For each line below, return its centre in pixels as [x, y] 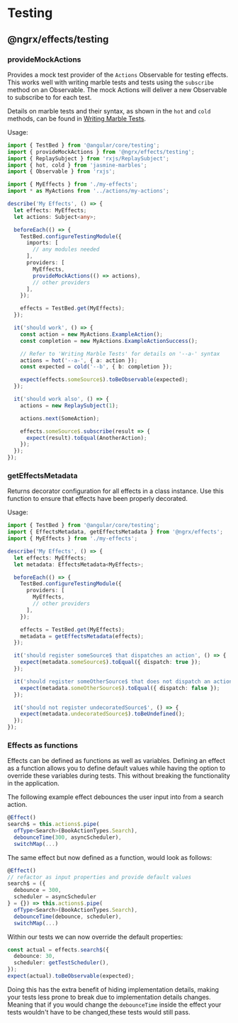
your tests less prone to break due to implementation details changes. [109, 997]
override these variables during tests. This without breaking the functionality [119, 776]
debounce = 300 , [38, 891]
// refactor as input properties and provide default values [100, 877]
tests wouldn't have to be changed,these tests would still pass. [99, 1012]
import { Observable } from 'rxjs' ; [61, 171]
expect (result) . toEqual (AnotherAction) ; [86, 438]
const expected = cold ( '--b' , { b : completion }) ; [96, 367]
